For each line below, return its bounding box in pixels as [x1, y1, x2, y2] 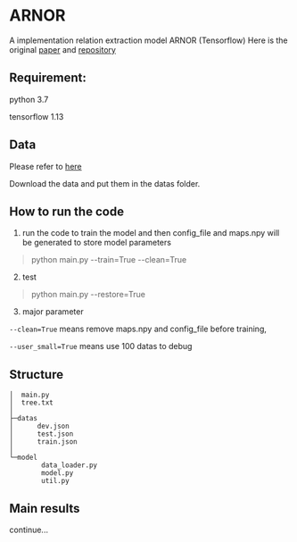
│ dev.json [9, 421, 70, 431]
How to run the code [9, 204, 125, 219]
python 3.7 [9, 94, 49, 104]
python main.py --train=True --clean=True [30, 254, 187, 265]
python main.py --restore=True [30, 289, 145, 300]
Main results [9, 501, 80, 516]
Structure [9, 367, 64, 382]
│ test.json [9, 429, 74, 438]
